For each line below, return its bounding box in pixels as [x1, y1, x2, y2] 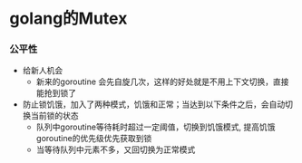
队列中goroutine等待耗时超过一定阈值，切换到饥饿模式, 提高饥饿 [35, 121, 276, 132]
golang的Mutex [9, 8, 128, 29]
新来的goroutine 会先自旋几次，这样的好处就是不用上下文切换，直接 [35, 76, 289, 87]
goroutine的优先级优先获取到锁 [35, 133, 152, 144]
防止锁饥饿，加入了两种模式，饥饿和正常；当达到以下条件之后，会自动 [22, 99, 286, 110]
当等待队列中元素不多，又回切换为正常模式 [35, 144, 196, 155]
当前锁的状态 [30, 110, 79, 121]
